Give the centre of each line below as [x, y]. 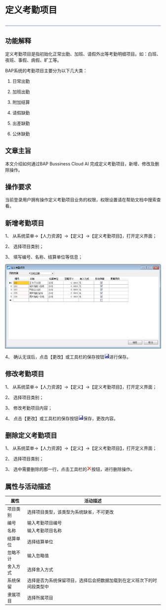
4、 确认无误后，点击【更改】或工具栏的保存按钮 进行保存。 [68, 356]
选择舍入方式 [40, 569]
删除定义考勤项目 [31, 435]
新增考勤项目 [25, 223]
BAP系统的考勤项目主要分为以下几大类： [46, 70]
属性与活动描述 [28, 486]
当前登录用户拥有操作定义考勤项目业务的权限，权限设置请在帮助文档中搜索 [81, 200]
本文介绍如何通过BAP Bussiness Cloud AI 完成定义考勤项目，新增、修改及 [80, 163]
